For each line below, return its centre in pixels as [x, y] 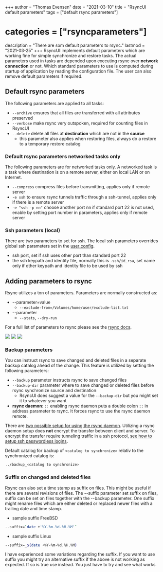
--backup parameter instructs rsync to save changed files [69, 380]
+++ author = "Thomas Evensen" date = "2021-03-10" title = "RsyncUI [76, 7]
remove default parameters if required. [44, 76]
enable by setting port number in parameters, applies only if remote [80, 213]
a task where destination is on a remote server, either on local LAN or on [77, 172]
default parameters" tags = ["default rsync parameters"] [62, 12]
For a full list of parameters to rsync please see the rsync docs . [68, 327]
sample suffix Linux [32, 536]
